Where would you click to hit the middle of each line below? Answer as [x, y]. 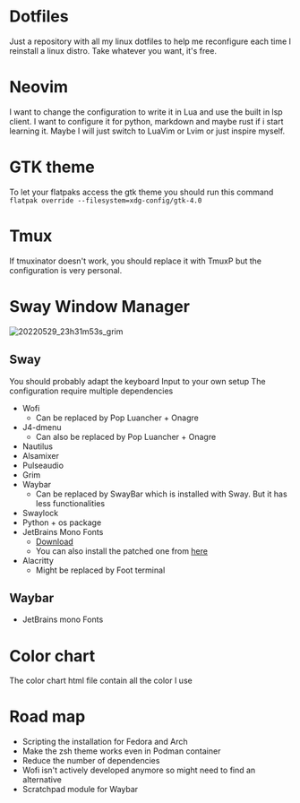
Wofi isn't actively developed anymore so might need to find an [139, 770]
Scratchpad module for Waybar [80, 790]
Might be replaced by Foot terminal [100, 570]
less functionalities [70, 503]
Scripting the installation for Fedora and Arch [105, 742]
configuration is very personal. [66, 270]
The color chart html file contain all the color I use [101, 681]
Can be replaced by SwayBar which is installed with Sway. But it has [162, 494]
